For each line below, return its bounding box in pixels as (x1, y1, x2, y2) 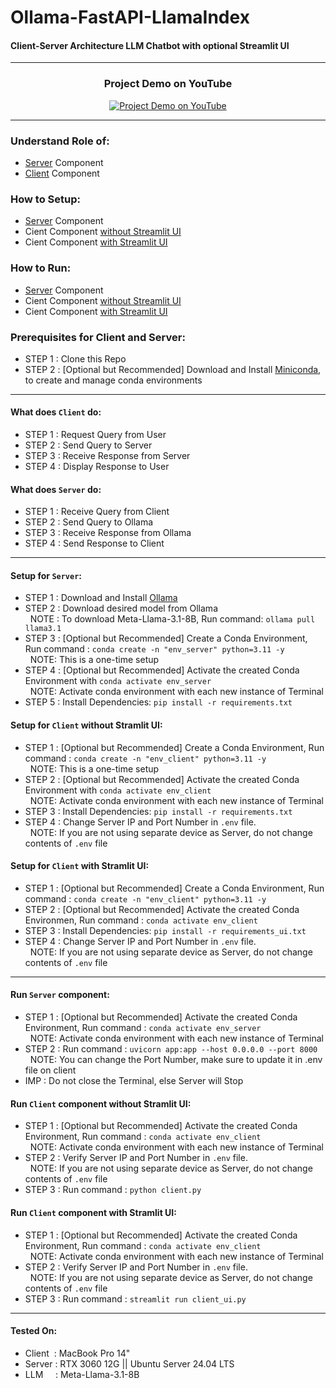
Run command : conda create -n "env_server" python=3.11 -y (24, 643, 285, 655)
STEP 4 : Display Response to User (24, 461, 170, 473)
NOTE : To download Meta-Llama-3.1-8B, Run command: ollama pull (29, 613, 316, 625)
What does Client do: (10, 406, 102, 418)
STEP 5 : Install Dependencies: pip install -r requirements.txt (24, 696, 293, 708)
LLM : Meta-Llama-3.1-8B (24, 1368, 140, 1380)
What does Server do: (10, 483, 102, 495)
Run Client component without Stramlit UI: (10, 1097, 192, 1110)
